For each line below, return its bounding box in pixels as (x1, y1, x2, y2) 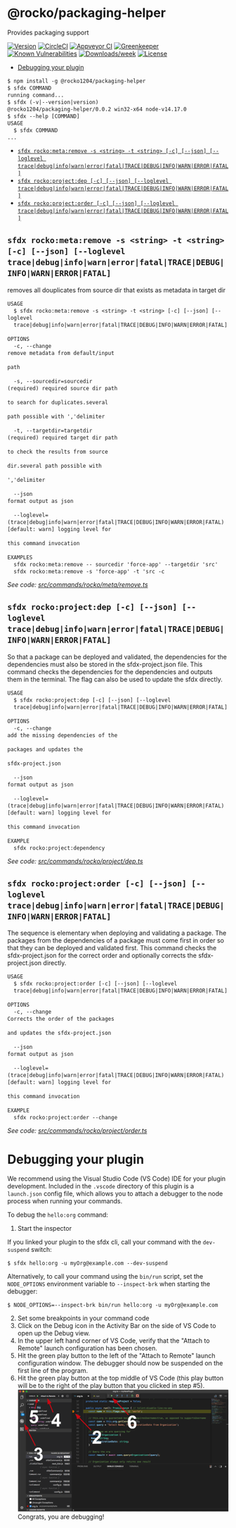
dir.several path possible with (7, 462, 102, 469)
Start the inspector (17, 1224, 72, 1233)
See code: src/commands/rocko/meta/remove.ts (7, 580, 149, 589)
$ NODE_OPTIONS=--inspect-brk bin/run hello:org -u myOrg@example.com (7, 1302, 218, 1309)
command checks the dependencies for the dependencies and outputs (7, 667, 213, 676)
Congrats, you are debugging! (17, 1513, 105, 1521)
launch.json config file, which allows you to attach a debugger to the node (7, 1189, 223, 1198)
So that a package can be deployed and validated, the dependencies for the (7, 652, 227, 661)
